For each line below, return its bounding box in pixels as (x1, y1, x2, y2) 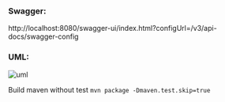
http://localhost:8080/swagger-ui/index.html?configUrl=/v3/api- (8, 24, 217, 33)
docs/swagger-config (8, 32, 79, 41)
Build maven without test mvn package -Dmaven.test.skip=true (8, 85, 211, 94)
